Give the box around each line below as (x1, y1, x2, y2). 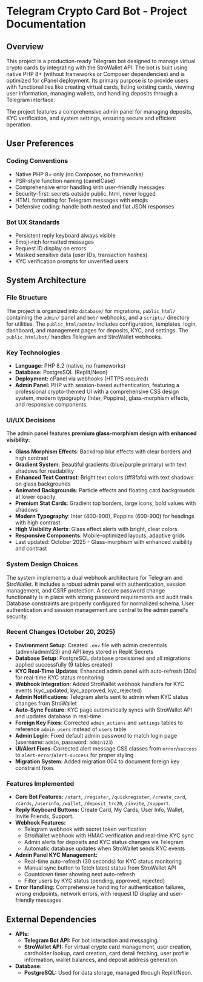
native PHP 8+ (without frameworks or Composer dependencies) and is (6, 70, 185, 77)
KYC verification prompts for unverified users (15, 257, 128, 265)
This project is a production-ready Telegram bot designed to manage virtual (6, 58, 196, 64)
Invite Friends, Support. (15, 812, 74, 820)
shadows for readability (15, 467, 75, 475)
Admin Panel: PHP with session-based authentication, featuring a (15, 381, 180, 388)
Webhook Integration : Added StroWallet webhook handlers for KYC (15, 680, 185, 687)
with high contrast (15, 519, 61, 526)
